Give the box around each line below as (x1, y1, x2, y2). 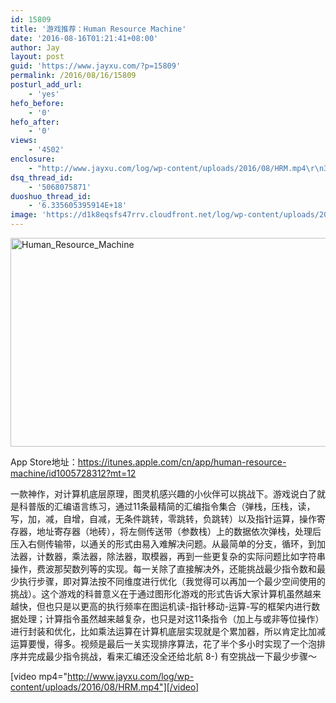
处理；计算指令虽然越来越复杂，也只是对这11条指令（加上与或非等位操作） (18, 613, 325, 625)
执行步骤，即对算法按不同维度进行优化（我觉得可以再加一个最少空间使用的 (18, 576, 326, 587)
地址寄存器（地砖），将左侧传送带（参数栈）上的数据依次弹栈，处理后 (36, 526, 322, 537)
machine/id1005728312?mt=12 (10, 467, 137, 479)
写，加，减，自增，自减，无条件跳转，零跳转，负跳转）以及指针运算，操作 (10, 513, 317, 525)
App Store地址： (10, 456, 78, 468)
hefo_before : (10, 98, 65, 108)
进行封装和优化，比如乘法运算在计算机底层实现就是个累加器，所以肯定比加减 (10, 626, 326, 637)
